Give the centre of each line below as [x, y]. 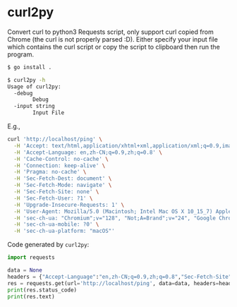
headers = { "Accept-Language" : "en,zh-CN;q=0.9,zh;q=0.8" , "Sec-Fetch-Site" [120, 277]
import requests [31, 258]
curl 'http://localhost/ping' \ [55, 139]
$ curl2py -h [26, 80]
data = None [25, 270]
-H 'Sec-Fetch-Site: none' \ [56, 192]
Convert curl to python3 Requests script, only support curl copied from [110, 32]
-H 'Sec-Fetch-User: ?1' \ [53, 198]
